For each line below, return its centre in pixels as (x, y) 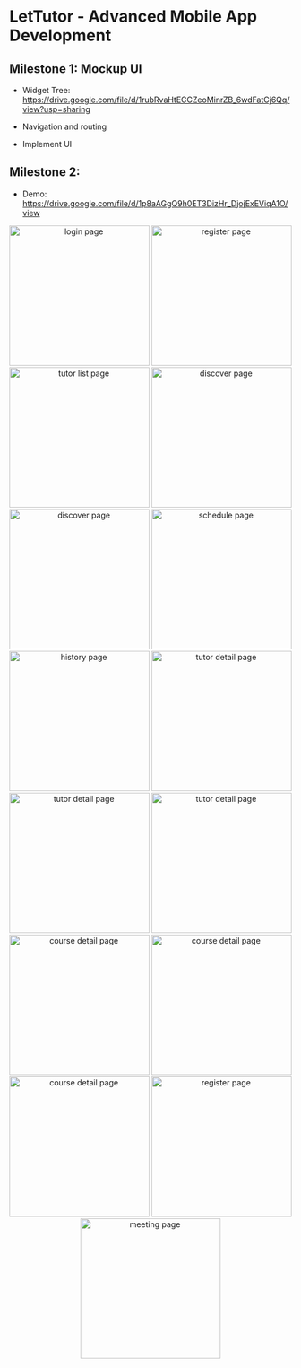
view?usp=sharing (56, 109)
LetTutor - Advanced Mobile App (133, 17)
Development (60, 35)
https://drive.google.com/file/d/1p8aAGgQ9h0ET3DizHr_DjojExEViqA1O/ (155, 203)
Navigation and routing (64, 126)
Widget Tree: (46, 90)
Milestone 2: (45, 172)
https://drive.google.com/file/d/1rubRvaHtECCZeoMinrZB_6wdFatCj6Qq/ (156, 100)
